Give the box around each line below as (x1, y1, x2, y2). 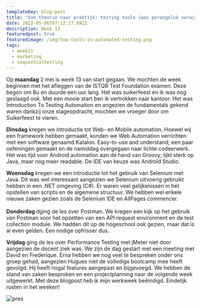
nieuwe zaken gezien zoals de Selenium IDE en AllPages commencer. (6, 195, 179, 202)
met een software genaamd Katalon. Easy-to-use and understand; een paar (6, 138, 194, 146)
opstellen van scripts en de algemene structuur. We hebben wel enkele (6, 188, 182, 196)
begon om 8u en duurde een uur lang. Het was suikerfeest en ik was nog (6, 88, 187, 96)
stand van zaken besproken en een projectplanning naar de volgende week (6, 270, 193, 277)
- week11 (11, 48, 34, 54)
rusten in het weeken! (6, 283, 60, 291)
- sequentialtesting (11, 59, 63, 65)
